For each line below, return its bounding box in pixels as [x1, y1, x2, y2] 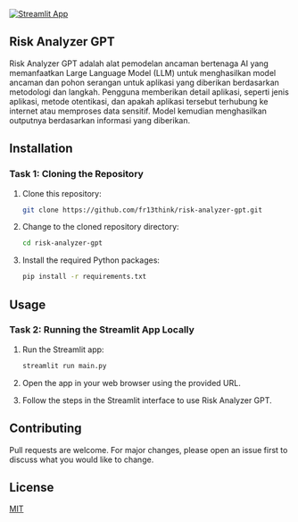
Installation [9, 141, 73, 156]
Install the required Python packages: [21, 255, 161, 265]
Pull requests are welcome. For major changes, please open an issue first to [9, 444, 288, 455]
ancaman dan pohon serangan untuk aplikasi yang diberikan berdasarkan [9, 77, 279, 88]
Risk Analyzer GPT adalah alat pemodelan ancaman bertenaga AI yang [9, 58, 269, 69]
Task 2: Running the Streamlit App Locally [9, 324, 195, 336]
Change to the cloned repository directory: [21, 222, 180, 232]
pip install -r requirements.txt [21, 273, 147, 282]
